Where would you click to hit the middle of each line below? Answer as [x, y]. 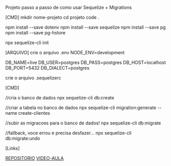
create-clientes [34, 113]
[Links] [13, 148]
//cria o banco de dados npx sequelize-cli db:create [60, 98]
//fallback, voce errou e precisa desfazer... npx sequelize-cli [68, 133]
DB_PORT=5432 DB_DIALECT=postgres [47, 68]
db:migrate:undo [23, 138]
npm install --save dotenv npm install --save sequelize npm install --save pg [86, 27]
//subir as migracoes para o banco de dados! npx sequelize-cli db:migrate [83, 123]
